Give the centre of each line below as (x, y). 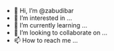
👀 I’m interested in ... (43, 18)
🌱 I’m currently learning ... (50, 25)
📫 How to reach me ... (46, 40)
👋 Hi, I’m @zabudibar (44, 11)
